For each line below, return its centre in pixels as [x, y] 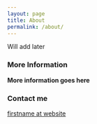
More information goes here [48, 80]
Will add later [26, 47]
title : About [26, 20]
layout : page [26, 14]
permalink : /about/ [36, 27]
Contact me [28, 98]
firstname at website [37, 113]
